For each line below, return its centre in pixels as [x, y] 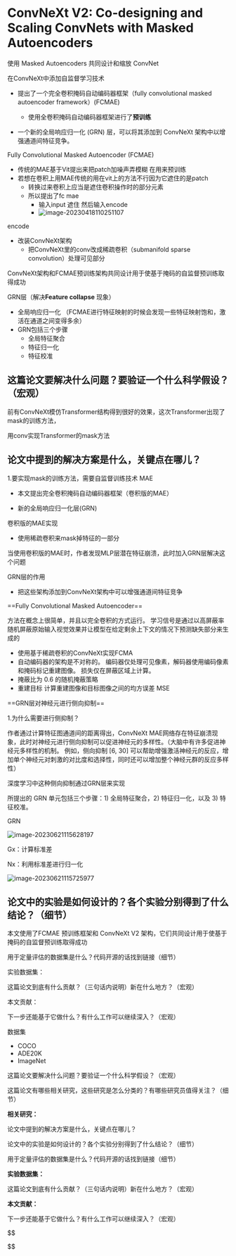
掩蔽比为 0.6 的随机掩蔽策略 [58, 679]
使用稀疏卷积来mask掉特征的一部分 [68, 538]
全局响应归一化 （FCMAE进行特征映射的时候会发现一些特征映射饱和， [118, 312]
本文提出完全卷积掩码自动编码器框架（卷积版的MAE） [95, 493]
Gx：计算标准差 [30, 849]
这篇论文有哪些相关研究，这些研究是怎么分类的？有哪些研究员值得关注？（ [115, 1091]
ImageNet [32, 1061]
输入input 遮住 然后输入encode [83, 204]
